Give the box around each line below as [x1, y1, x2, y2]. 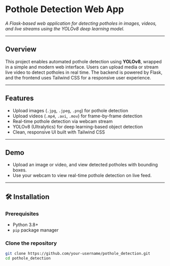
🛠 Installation [5, 192, 50, 201]
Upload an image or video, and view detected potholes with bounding [12, 162, 158, 168]
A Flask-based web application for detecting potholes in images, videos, [5, 20, 157, 26]
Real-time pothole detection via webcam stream [12, 118, 113, 124]
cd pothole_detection [5, 256, 51, 261]
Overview [5, 45, 37, 54]
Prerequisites [5, 210, 39, 217]
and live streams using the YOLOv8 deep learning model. [5, 25, 125, 31]
